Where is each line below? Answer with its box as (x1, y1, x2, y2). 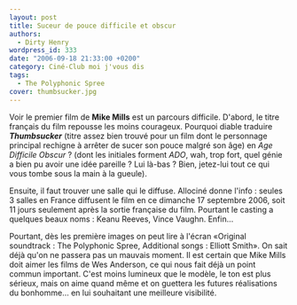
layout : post (9, 12, 58, 22)
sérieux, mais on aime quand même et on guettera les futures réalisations (9, 278, 277, 288)
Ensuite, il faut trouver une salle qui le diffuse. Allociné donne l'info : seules (9, 185, 284, 196)
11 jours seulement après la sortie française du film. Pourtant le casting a (9, 204, 274, 215)
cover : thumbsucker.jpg (9, 87, 98, 96)
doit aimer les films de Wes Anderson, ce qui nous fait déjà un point (9, 259, 256, 270)
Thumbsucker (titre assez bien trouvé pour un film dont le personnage (9, 130, 268, 141)
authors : (9, 29, 42, 38)
